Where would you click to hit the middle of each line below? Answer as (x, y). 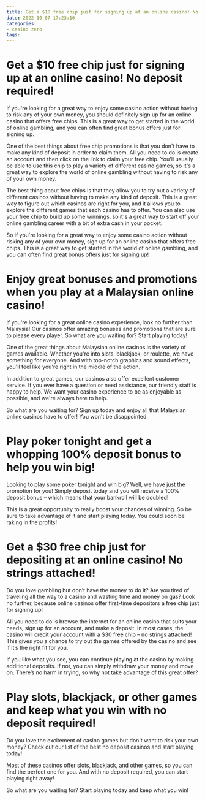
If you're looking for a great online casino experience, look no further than (99, 322)
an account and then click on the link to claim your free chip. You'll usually (100, 159)
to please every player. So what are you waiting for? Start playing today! (97, 335)
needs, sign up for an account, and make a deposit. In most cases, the (95, 628)
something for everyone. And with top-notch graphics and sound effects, (99, 360)
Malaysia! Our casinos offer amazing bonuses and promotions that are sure (101, 329)
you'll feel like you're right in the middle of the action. (73, 367)
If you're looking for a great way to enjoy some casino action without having (102, 109)
